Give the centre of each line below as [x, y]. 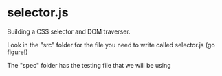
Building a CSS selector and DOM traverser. [69, 31]
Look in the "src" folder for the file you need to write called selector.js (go [111, 45]
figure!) [18, 52]
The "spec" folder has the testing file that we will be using [89, 65]
